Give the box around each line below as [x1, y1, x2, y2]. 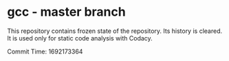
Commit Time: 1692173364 [7, 47, 83, 56]
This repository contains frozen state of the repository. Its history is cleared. [7, 27, 222, 35]
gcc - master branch [7, 4, 126, 20]
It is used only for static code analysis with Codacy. [7, 34, 153, 42]
